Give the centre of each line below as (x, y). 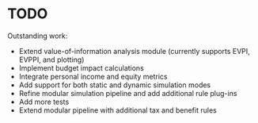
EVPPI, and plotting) (51, 60)
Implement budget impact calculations (81, 67)
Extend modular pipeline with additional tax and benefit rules (118, 110)
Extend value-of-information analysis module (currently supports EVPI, (134, 51)
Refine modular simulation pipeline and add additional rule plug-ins (128, 93)
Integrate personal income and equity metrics (93, 76)
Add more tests (44, 102)
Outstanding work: (38, 36)
